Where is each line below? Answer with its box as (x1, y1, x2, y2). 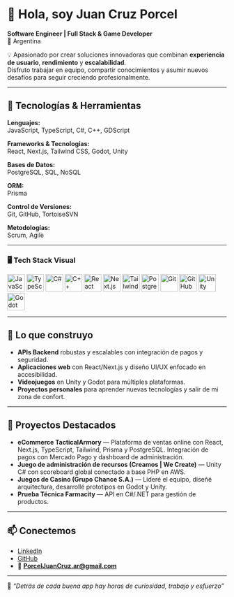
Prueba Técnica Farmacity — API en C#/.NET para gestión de (17, 489, 196, 498)
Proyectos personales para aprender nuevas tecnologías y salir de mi (17, 384, 219, 394)
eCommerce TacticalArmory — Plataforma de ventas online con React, (17, 438, 224, 446)
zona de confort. (17, 392, 65, 401)
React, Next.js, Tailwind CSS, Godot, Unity (7, 147, 128, 155)
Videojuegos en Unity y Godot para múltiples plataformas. (17, 377, 186, 386)
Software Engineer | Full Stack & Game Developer (7, 29, 153, 38)
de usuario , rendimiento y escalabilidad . (7, 58, 127, 66)
